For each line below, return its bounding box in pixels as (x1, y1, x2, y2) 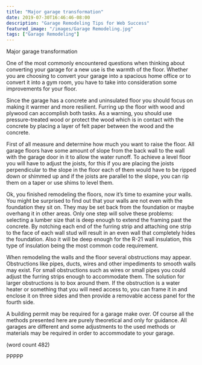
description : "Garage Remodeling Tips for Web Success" (6, 20, 150, 26)
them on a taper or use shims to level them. (6, 179, 114, 186)
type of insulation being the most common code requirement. (6, 242, 159, 249)
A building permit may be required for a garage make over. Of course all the (6, 310, 194, 317)
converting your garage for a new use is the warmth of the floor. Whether (6, 66, 188, 73)
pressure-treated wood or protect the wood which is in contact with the (6, 116, 184, 124)
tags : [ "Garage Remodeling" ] (6, 31, 80, 37)
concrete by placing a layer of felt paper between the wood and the (6, 122, 174, 130)
